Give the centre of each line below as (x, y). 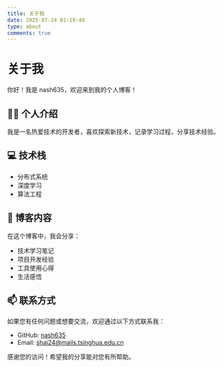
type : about (24, 26)
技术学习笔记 (35, 251)
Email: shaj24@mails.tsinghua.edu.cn (71, 343)
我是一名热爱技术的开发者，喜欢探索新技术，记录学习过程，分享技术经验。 (113, 132)
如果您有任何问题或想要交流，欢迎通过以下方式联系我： (86, 321)
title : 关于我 (26, 14)
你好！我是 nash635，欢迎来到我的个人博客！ (72, 90)
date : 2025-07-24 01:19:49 (46, 20)
